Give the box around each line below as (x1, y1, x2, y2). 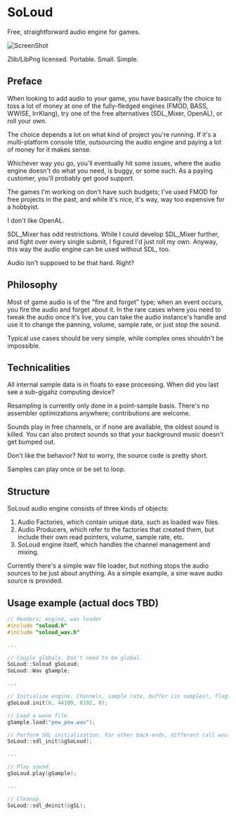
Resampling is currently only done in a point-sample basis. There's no (7, 401, 209, 410)
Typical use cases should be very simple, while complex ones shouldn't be (7, 334, 223, 342)
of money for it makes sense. (7, 145, 91, 154)
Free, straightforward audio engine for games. (7, 28, 140, 36)
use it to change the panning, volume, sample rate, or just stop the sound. (7, 320, 221, 329)
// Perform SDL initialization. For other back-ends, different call (7, 731, 216, 738)
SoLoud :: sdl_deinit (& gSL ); (7, 802, 86, 809)
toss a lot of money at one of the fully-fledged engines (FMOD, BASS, (7, 102, 209, 110)
